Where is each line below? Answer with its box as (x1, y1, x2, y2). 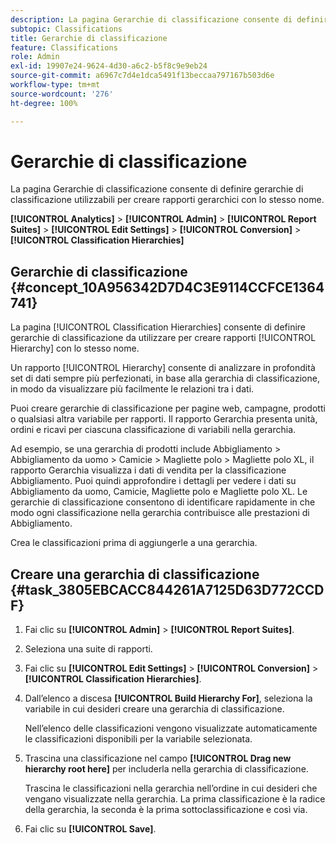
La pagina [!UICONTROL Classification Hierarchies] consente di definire (10, 321, 307, 333)
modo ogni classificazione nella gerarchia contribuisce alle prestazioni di (10, 507, 310, 519)
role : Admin (10, 52, 60, 62)
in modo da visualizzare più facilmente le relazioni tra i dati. (10, 383, 255, 395)
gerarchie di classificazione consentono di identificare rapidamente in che (10, 496, 316, 508)
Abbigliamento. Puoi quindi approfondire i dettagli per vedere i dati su (10, 475, 297, 487)
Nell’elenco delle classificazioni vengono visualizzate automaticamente (24, 722, 318, 735)
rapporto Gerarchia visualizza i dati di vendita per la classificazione (10, 464, 287, 476)
